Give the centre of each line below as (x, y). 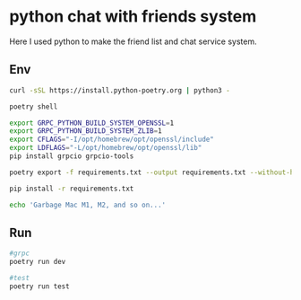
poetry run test (39, 286)
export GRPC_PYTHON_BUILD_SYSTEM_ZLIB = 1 (86, 131)
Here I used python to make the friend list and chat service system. (133, 41)
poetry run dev (38, 262)
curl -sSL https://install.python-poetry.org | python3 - (120, 90)
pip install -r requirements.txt (72, 189)
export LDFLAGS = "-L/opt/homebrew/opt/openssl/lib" (106, 148)
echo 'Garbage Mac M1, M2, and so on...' (88, 205)
